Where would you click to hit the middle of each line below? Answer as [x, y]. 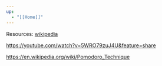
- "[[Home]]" [27, 17]
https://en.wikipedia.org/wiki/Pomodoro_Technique [68, 57]
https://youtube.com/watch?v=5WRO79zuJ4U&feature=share [81, 45]
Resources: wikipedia [32, 34]
